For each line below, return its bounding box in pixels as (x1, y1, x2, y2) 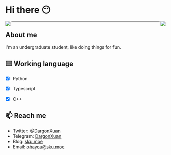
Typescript (12, 85, 36, 91)
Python (12, 75, 28, 81)
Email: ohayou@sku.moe (12, 144, 65, 150)
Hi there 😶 (5, 4, 51, 16)
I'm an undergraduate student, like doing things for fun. (5, 44, 121, 50)
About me (5, 30, 37, 39)
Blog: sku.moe (12, 138, 43, 144)
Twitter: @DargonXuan (12, 128, 61, 134)
